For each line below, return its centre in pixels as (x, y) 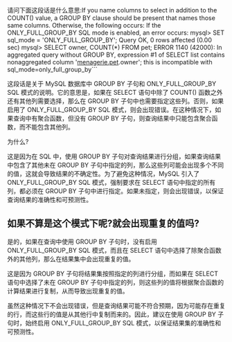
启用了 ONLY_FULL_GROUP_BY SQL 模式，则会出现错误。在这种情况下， (111, 110)
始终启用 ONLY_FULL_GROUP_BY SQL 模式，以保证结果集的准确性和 (123, 323)
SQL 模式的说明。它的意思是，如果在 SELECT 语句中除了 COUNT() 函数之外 (115, 92)
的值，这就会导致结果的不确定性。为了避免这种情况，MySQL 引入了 (104, 174)
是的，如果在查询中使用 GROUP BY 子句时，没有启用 (82, 242)
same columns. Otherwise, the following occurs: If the (84, 25)
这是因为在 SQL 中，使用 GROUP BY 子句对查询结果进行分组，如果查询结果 (114, 156)
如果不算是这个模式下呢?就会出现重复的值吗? (103, 224)
